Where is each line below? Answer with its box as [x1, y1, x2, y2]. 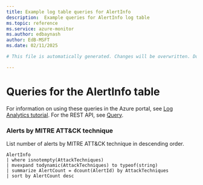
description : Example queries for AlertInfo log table [6, 15, 150, 21]
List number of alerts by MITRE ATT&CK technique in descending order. [6, 140, 184, 147]
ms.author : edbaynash [6, 31, 61, 37]
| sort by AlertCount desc [6, 173, 74, 179]
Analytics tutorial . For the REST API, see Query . [6, 111, 124, 118]
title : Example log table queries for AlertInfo [6, 8, 131, 15]
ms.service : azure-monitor [6, 25, 74, 32]
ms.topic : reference [6, 20, 59, 26]
